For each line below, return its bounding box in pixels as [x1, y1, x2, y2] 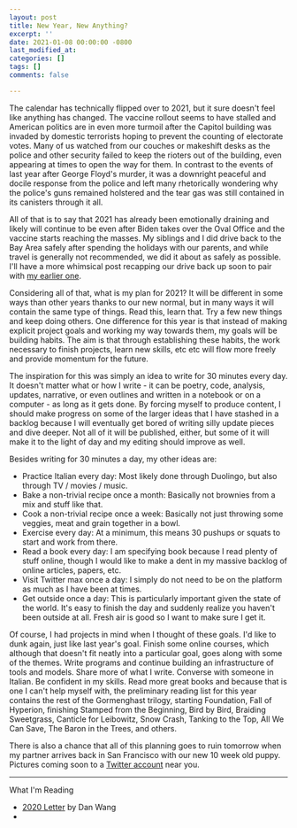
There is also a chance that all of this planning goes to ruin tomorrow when [9, 740, 282, 751]
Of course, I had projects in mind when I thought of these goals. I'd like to [9, 629, 277, 639]
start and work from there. [21, 537, 118, 547]
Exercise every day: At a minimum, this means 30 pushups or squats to [21, 527, 281, 538]
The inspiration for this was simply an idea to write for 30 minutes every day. [9, 370, 288, 381]
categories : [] [9, 54, 65, 63]
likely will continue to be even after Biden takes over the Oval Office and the [9, 223, 286, 234]
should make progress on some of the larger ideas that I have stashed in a [9, 408, 279, 419]
